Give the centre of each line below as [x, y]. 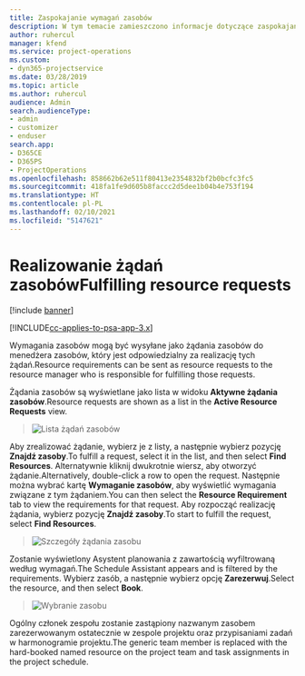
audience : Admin [40, 102]
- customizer [34, 128]
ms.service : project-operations [70, 52]
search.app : [32, 144]
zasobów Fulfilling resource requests [151, 285]
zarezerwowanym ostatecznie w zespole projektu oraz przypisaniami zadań [151, 632]
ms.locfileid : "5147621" [56, 220]
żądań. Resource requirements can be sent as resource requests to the [141, 364]
